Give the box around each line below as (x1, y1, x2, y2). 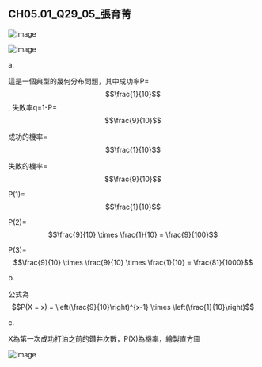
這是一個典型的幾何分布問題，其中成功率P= (8, 76, 150, 86)
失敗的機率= (8, 161, 48, 171)
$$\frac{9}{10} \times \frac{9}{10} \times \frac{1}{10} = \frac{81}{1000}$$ (13, 257, 253, 267)
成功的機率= (8, 132, 48, 141)
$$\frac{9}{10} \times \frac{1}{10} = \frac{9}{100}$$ (47, 230, 218, 239)
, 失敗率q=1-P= (8, 102, 58, 112)
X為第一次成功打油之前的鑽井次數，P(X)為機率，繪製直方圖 (8, 334, 201, 343)
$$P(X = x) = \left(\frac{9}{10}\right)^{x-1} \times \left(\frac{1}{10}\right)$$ (11, 302, 255, 311)
